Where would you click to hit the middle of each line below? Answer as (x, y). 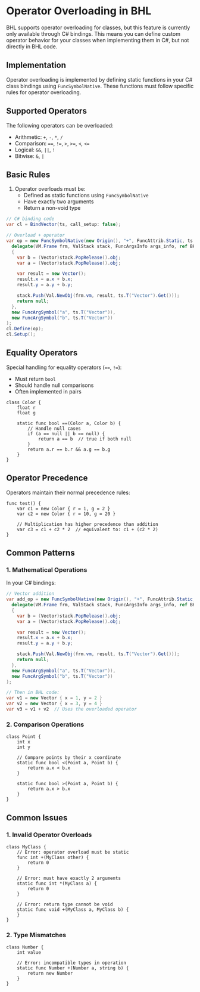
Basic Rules (28, 174)
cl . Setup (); (21, 334)
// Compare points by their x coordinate (69, 758)
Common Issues (37, 818)
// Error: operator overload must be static (73, 852)
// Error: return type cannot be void (65, 904)
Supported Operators (47, 111)
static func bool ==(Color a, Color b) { (69, 423)
